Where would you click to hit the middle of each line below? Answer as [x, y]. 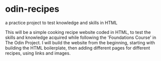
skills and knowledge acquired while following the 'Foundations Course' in [81, 37]
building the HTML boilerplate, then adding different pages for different [78, 48]
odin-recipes [32, 9]
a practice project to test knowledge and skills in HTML [61, 23]
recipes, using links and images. [38, 53]
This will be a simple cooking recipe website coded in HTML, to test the [78, 32]
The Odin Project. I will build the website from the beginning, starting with [80, 42]
